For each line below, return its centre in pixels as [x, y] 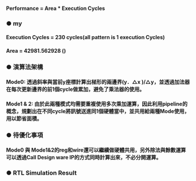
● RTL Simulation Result [42, 173]
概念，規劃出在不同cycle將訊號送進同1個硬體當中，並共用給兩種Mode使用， [98, 111]
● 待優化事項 [25, 135]
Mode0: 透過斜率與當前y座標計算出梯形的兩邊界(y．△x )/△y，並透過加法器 [98, 82]
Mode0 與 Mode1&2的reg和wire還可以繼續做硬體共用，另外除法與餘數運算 [96, 150]
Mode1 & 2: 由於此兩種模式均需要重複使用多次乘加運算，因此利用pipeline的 [97, 104]
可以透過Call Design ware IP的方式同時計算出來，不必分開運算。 [84, 158]
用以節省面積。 [24, 118]
